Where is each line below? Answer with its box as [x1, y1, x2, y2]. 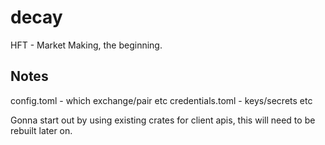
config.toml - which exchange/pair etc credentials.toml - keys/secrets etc [10, 94, 313, 106]
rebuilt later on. [10, 124, 73, 136]
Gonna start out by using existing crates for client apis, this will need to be [10, 114, 316, 126]
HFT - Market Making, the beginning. [10, 39, 163, 51]
